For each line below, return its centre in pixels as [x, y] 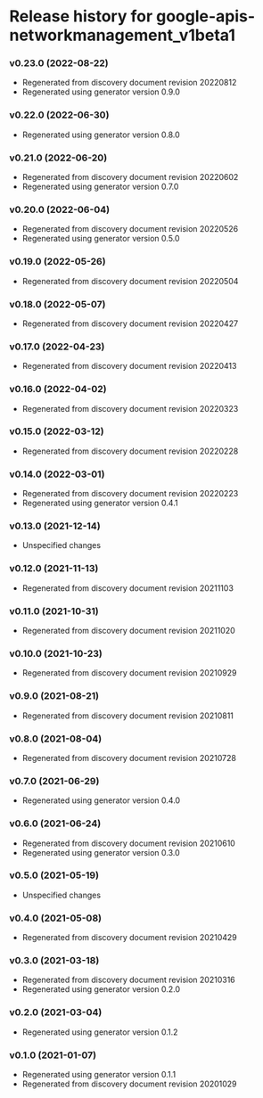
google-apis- [205, 16]
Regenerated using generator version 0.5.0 [101, 239]
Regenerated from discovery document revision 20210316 [129, 980]
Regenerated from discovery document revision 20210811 [128, 716]
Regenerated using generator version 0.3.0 [101, 852]
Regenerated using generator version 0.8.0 [101, 135]
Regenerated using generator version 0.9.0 [101, 92]
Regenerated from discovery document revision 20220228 [130, 451]
